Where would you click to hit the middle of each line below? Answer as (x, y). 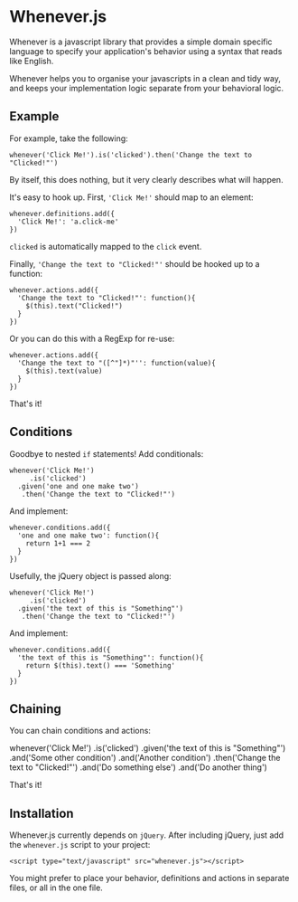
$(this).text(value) (64, 371)
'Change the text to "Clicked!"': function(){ (107, 298)
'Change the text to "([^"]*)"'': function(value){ (117, 363)
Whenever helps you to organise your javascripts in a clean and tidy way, (145, 78)
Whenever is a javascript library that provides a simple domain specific (141, 42)
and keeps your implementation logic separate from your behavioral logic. (147, 88)
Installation (42, 813)
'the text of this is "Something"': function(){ (111, 658)
